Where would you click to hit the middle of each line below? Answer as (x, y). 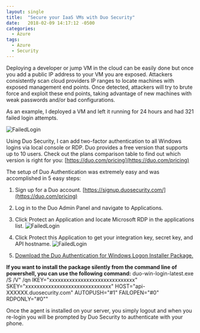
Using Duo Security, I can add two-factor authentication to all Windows (94, 141)
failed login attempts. (32, 118)
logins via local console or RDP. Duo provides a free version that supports (97, 147)
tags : (13, 40)
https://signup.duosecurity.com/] (125, 190)
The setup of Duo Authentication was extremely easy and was (83, 172)
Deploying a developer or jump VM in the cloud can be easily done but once (100, 68)
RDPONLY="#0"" (27, 299)
